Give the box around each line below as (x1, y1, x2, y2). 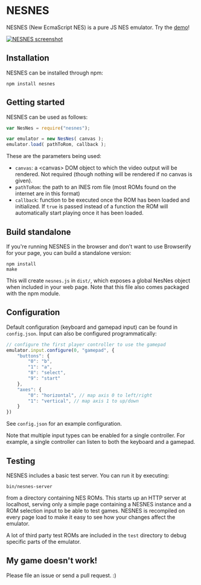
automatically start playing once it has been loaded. (14, 210, 144, 217)
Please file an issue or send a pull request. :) (6, 572, 116, 579)
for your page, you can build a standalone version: (6, 250, 132, 256)
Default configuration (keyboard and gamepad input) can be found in (6, 323, 178, 331)
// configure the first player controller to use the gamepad (6, 342, 166, 348)
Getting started (6, 97, 65, 108)
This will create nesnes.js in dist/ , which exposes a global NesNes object (6, 277, 191, 284)
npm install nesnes (6, 81, 56, 87)
